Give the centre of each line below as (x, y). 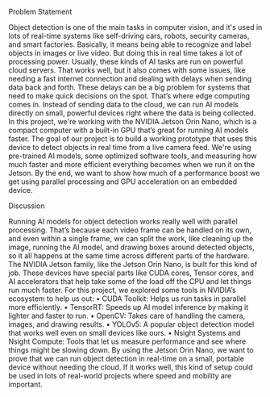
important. (25, 384)
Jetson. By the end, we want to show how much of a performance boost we (134, 173)
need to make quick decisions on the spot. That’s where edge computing (129, 96)
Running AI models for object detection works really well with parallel (123, 221)
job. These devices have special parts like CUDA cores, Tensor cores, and (131, 273)
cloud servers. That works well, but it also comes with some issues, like (127, 70)
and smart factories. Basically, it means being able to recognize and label (130, 44)
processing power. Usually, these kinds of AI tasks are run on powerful (126, 61)
